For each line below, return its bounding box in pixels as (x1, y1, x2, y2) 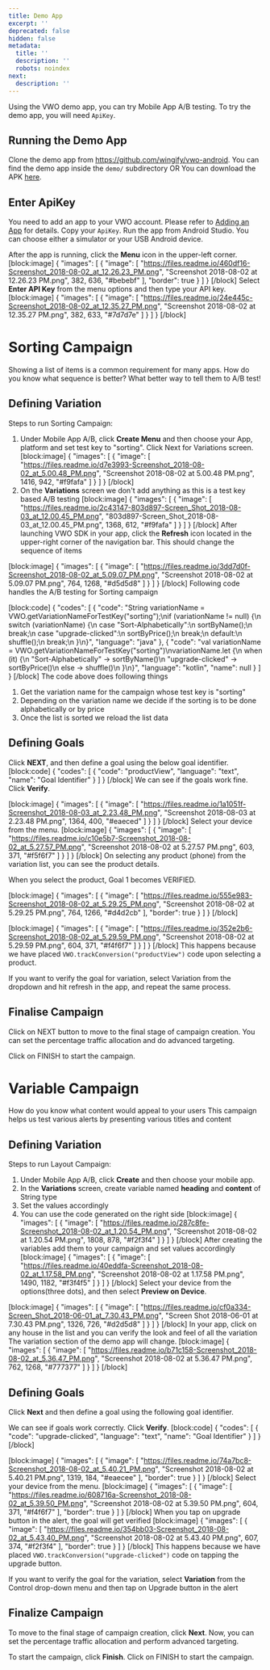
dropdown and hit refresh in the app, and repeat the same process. (8, 982, 231, 991)
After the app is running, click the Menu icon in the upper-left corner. (8, 250, 238, 259)
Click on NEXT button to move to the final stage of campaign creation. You (8, 1027, 255, 1037)
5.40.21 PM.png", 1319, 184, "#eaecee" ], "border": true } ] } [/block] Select (8, 1473, 256, 1483)
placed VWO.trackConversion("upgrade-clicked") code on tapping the (8, 1550, 239, 1560)
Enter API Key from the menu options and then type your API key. (8, 284, 226, 294)
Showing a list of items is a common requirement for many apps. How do (8, 365, 250, 375)
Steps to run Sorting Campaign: (8, 418, 113, 428)
